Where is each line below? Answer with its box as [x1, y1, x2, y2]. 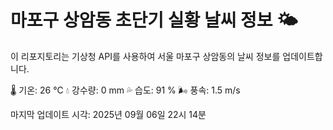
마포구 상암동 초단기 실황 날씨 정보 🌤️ [10, 9, 298, 32]
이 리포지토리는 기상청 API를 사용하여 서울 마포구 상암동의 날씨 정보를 [10, 50, 281, 62]
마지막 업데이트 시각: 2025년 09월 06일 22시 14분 [10, 108, 207, 120]
